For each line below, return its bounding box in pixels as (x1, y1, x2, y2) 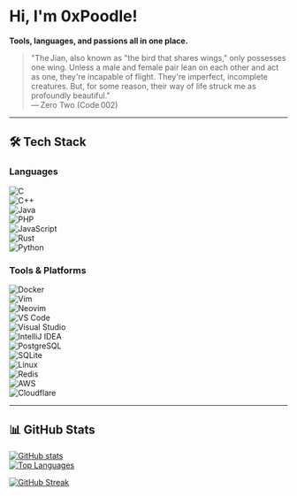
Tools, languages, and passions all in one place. (9, 35, 188, 46)
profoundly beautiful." (30, 90, 110, 101)
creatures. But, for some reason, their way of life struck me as (30, 80, 256, 91)
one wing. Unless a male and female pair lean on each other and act (30, 62, 279, 72)
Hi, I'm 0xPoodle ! (9, 6, 138, 27)
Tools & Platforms (9, 263, 87, 276)
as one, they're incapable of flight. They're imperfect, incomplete (30, 71, 268, 81)
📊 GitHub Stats (9, 423, 95, 438)
